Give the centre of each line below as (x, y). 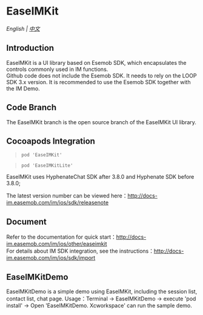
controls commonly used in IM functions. (57, 69)
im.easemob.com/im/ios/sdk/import (51, 258)
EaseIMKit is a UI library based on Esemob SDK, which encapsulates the (96, 62)
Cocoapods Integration (51, 141)
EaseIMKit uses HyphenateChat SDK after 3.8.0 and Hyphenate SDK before (100, 177)
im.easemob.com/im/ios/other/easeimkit (57, 244)
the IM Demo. (23, 88)
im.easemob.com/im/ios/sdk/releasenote (58, 203)
